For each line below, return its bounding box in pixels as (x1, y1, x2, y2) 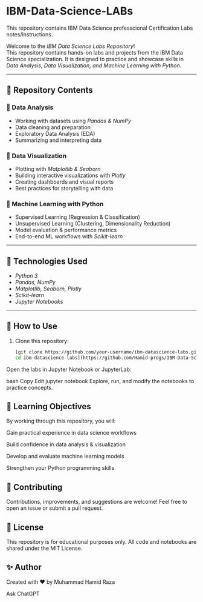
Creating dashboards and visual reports (14, 178, 114, 186)
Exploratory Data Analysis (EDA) (14, 130, 95, 137)
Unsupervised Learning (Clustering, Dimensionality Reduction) (14, 220, 171, 227)
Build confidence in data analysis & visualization (6, 441, 126, 448)
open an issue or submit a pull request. (6, 504, 103, 512)
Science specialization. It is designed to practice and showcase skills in (6, 55, 184, 62)
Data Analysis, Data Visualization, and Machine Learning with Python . (6, 62, 182, 69)
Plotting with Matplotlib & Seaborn (14, 165, 101, 172)
